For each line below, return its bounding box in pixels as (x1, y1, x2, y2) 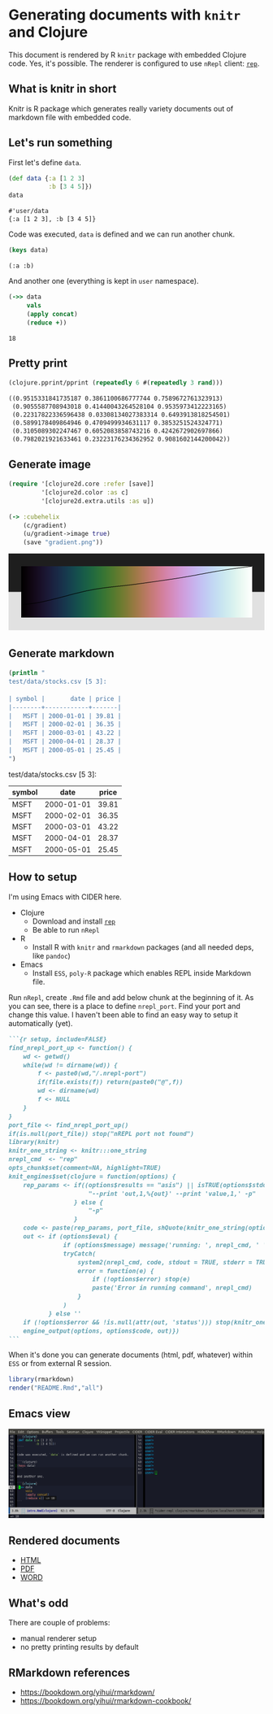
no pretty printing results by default (19, 1642, 140, 1652)
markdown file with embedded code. (8, 112, 132, 122)
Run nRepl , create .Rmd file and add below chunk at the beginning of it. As (8, 992, 254, 1002)
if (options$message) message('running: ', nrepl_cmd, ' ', (63, 1241, 271, 1249)
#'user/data (8, 207, 49, 215)
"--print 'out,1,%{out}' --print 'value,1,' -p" (88, 1190, 256, 1198)
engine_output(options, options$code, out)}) (23, 1327, 180, 1335)
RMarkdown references (8, 1665, 131, 1680)
